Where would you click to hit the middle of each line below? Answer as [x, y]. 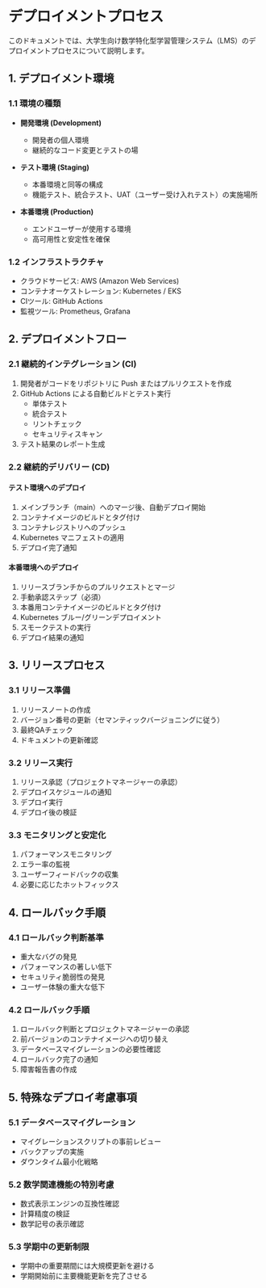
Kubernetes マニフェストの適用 [72, 537]
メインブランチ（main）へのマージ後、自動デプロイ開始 [112, 507]
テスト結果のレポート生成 [62, 444]
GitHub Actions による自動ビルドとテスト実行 [96, 394]
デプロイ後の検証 [48, 812]
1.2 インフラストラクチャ [56, 262]
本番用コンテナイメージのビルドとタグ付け [91, 607]
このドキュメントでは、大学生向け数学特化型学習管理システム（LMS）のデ [132, 40]
